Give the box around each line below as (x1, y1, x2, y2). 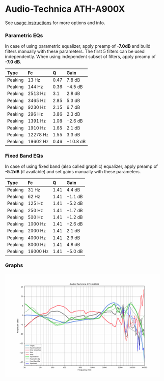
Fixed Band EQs (5, 152, 43, 159)
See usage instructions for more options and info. (5, 20, 106, 26)
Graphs (5, 262, 23, 269)
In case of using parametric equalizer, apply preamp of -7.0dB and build (5, 43, 151, 49)
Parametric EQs (5, 32, 43, 39)
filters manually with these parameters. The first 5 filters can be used (5, 48, 145, 55)
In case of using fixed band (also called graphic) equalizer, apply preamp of (5, 163, 158, 169)
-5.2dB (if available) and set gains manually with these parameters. (5, 169, 141, 175)
